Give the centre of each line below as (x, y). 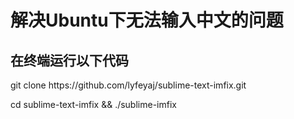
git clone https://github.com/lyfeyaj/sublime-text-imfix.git (128, 85)
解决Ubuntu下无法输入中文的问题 (147, 20)
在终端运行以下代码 (69, 60)
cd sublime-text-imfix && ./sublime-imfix (93, 104)
